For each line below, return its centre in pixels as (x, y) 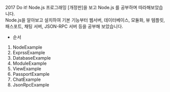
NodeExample (27, 47)
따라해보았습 (151, 7)
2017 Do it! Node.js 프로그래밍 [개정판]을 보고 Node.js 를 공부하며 (71, 7)
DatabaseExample (32, 58)
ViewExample (27, 69)
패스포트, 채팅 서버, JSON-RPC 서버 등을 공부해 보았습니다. (64, 26)
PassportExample (31, 74)
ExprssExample (29, 53)
